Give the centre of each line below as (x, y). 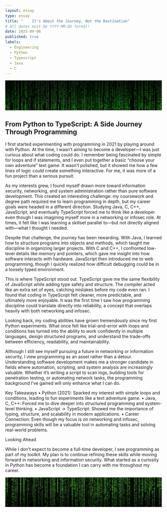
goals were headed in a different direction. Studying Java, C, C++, (73, 206)
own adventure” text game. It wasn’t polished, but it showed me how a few (82, 165)
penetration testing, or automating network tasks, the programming (74, 378)
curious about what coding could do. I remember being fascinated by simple (83, 155)
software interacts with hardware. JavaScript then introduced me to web (79, 259)
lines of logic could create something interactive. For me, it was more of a (80, 171)
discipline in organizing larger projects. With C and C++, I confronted (76, 248)
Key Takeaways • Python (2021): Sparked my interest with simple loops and (83, 393)
